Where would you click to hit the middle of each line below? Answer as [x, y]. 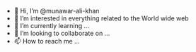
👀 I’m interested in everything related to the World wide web [101, 18]
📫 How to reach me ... [47, 41]
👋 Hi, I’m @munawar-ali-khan [57, 11]
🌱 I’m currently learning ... [52, 26]
